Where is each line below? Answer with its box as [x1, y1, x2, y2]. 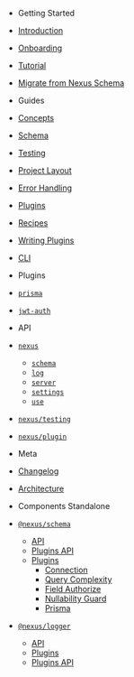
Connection [44, 564, 88, 575]
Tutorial [17, 60, 47, 70]
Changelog [17, 466, 59, 477]
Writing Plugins [17, 235, 75, 246]
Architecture [17, 483, 65, 494]
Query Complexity [44, 574, 112, 585]
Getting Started [17, 8, 75, 18]
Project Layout [17, 165, 72, 175]
